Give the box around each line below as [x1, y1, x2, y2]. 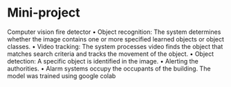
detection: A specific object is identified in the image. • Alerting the [7, 57, 199, 65]
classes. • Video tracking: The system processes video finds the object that [7, 42, 223, 50]
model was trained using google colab [7, 71, 116, 80]
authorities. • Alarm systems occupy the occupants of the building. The [7, 64, 211, 72]
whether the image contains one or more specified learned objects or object [7, 35, 225, 43]
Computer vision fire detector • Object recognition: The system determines [7, 28, 221, 36]
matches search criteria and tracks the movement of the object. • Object [7, 50, 214, 58]
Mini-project [7, 5, 81, 21]
